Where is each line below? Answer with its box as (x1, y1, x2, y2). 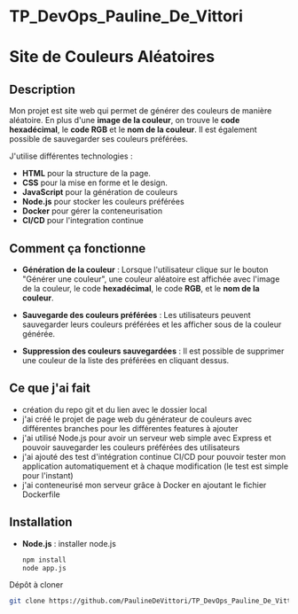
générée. (21, 329, 56, 338)
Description (9, 82, 75, 97)
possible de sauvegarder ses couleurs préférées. (9, 134, 189, 144)
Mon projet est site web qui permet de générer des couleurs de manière (9, 105, 272, 116)
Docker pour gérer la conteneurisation (21, 206, 162, 216)
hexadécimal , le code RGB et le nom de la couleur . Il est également (9, 124, 257, 135)
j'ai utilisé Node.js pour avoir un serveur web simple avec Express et (21, 432, 272, 443)
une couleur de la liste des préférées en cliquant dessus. (21, 355, 230, 365)
